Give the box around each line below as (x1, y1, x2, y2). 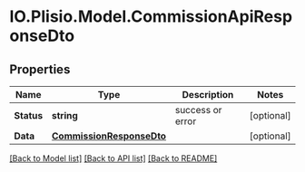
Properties (9, 62, 71, 77)
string (51, 110, 79, 121)
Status (14, 110, 44, 121)
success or (174, 104, 222, 116)
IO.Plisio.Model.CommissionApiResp (9, 6, 293, 27)
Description (182, 89, 234, 100)
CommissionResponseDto (51, 129, 166, 142)
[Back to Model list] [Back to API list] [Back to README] (9, 153, 218, 164)
